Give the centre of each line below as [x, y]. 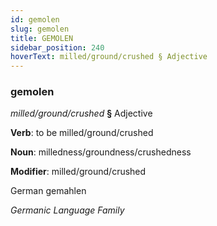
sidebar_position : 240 [57, 47]
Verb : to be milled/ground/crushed [82, 133]
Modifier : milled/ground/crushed [78, 172]
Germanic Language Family [67, 210]
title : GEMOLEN [42, 38]
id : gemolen [35, 19]
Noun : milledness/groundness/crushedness [101, 152]
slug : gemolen [40, 29]
